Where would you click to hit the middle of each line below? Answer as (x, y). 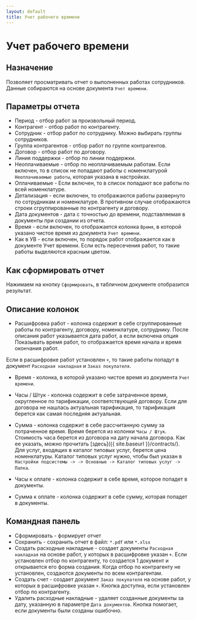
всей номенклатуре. (40, 189)
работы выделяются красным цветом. (63, 252)
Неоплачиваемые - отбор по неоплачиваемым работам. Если (92, 165)
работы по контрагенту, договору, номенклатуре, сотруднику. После (101, 329)
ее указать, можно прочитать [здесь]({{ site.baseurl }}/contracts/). (97, 444)
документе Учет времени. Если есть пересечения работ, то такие (97, 246)
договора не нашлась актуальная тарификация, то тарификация (95, 407)
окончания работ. (37, 348)
